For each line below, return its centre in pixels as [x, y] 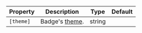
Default [122, 12]
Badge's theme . [62, 21]
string [98, 21]
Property [22, 12]
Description [62, 12]
